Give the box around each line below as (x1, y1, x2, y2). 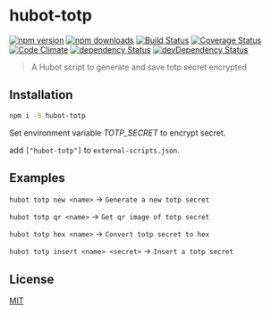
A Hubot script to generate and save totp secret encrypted (30, 62, 248, 72)
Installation (9, 87, 73, 103)
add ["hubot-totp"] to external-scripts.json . (9, 145, 181, 155)
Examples (9, 170, 65, 186)
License (9, 271, 55, 286)
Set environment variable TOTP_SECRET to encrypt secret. (9, 127, 226, 138)
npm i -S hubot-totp (9, 111, 87, 120)
